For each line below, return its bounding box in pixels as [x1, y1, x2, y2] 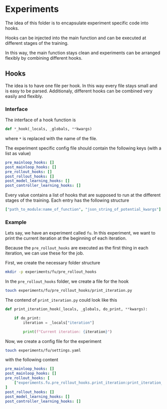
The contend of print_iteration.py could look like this [5, 297, 118, 303]
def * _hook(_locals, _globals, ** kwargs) [5, 127, 92, 132]
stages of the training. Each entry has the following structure [5, 197, 129, 203]
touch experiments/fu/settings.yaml [5, 348, 81, 353]
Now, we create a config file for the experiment [5, 338, 102, 344]
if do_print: [14, 316, 41, 321]
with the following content [5, 357, 59, 363]
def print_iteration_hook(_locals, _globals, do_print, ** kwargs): [5, 307, 148, 312]
